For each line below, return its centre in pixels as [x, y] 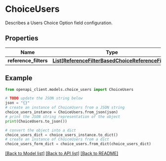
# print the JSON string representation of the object [63, 117]
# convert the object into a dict [41, 130]
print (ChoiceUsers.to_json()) [36, 121]
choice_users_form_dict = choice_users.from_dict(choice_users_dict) [78, 144]
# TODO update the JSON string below [44, 98]
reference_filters [28, 60]
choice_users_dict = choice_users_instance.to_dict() [62, 135]
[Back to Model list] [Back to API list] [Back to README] [62, 154]
